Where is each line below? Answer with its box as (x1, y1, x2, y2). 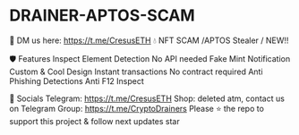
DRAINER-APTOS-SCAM (9, 5, 195, 26)
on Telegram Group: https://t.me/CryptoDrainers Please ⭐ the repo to (9, 103, 264, 114)
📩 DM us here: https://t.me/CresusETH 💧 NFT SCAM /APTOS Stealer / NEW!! (9, 35, 289, 46)
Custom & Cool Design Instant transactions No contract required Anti (9, 66, 263, 77)
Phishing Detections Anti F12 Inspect (9, 75, 145, 86)
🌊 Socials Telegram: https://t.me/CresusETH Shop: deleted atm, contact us (9, 93, 285, 104)
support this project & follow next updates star (9, 115, 181, 126)
